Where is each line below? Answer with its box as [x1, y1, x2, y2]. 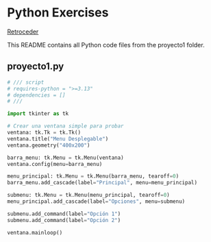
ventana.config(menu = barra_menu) [7, 160, 103, 167]
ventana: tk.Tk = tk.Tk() [7, 129, 81, 136]
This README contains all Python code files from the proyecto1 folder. [7, 40, 205, 49]
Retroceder [7, 27, 39, 36]
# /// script [7, 79, 45, 86]
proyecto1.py [7, 60, 64, 73]
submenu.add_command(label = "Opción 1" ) [7, 210, 121, 217]
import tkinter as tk [7, 110, 69, 117]
